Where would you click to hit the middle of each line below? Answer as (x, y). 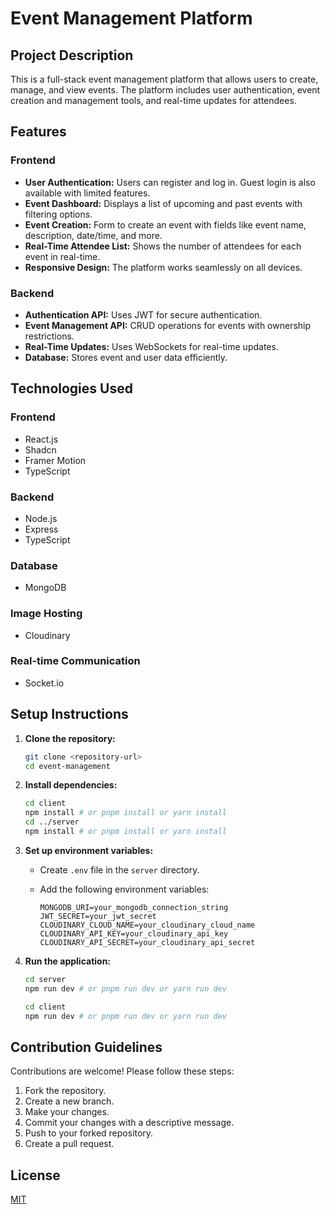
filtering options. (58, 214)
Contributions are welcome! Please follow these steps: (122, 1071)
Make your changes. (67, 1112)
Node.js (41, 518)
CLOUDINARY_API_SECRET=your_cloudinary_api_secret (147, 942)
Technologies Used (71, 388)
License (35, 1175)
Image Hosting (46, 614)
